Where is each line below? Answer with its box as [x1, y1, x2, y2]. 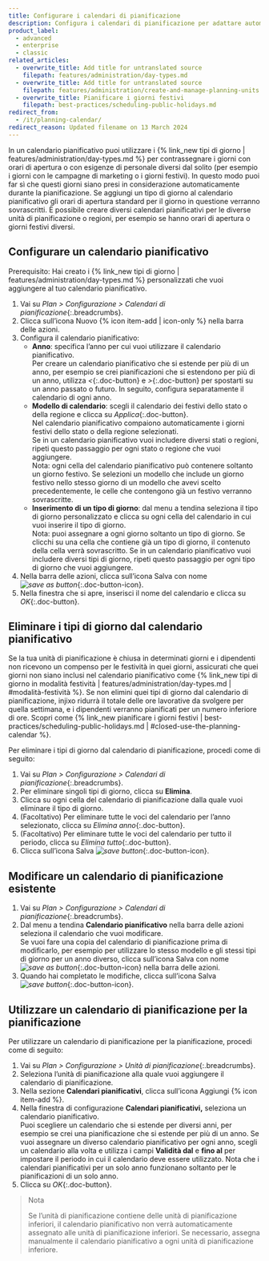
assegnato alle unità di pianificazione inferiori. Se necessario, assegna [27, 1228, 260, 1237]
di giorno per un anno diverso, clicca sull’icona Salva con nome [19, 954, 230, 964]
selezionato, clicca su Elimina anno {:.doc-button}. [19, 821, 186, 830]
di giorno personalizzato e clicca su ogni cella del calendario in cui [31, 512, 252, 521]
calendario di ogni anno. [31, 392, 112, 402]
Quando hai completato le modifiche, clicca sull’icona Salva [19, 971, 217, 981]
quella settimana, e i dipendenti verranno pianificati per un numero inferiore [8, 705, 258, 714]
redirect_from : [8, 109, 59, 117]
